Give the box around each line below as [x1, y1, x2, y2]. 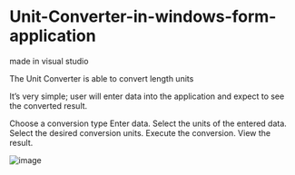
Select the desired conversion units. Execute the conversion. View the [9, 127, 270, 138]
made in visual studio [9, 55, 89, 66]
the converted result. [9, 100, 88, 111]
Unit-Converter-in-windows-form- [9, 6, 277, 27]
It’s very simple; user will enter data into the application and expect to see [9, 91, 285, 102]
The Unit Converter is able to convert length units [9, 73, 194, 83]
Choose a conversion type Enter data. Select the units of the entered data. [9, 118, 288, 129]
